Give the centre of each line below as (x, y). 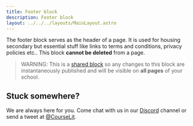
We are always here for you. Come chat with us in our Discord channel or (96, 110)
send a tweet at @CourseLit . (41, 117)
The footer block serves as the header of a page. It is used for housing (94, 40)
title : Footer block (32, 12)
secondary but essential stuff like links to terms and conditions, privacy (94, 46)
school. (30, 77)
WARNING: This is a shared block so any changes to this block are (102, 64)
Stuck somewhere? (43, 96)
